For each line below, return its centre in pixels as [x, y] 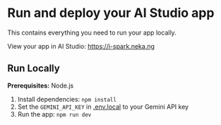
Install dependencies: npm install [67, 99]
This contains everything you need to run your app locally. [92, 32]
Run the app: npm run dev [54, 114]
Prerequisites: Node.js [41, 85]
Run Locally [34, 69]
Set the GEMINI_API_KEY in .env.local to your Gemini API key [103, 107]
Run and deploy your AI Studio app [111, 13]
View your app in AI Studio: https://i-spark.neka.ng [81, 46]
